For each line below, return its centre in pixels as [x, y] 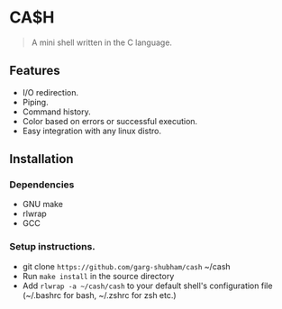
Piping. [35, 102]
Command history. [57, 112]
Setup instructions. [53, 247]
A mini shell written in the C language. [102, 42]
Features [35, 71]
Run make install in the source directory [98, 276]
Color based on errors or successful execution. [110, 121]
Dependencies [42, 185]
